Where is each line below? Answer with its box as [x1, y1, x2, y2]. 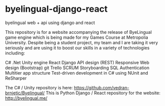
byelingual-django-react [5, 3, 108, 15]
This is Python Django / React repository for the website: [45, 90, 161, 96]
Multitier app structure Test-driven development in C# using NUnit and [5, 70, 148, 76]
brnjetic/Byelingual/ [5, 90, 45, 96]
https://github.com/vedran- [73, 84, 130, 90]
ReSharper [5, 75, 27, 81]
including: [5, 50, 26, 56]
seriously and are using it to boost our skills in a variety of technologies [5, 45, 150, 51]
